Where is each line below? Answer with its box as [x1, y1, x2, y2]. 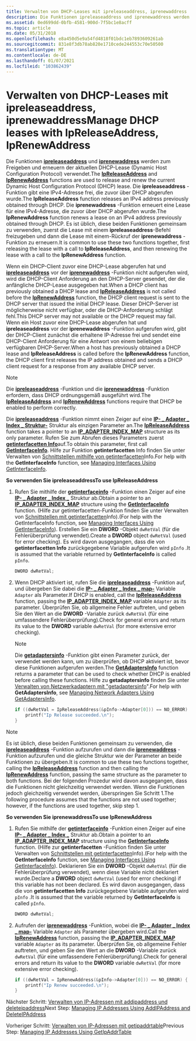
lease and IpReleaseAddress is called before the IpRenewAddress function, [6, 350, 190, 357]
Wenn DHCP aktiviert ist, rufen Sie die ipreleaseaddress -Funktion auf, [14, 579, 186, 586]
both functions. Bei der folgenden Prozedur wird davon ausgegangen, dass [6, 777, 187, 784]
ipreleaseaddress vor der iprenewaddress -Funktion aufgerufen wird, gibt [6, 325, 187, 333]
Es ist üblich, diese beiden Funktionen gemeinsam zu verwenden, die [6, 740, 173, 747]
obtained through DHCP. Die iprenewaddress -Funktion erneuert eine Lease [6, 202, 191, 209]
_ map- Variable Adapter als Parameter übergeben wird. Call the [14, 928, 167, 935]
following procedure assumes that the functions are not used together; [6, 795, 177, 802]
